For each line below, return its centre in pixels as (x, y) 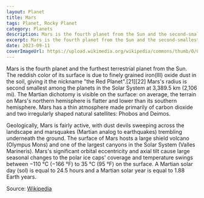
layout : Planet (25, 12)
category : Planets (29, 29)
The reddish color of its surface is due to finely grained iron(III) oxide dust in (101, 75)
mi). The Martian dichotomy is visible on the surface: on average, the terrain (101, 94)
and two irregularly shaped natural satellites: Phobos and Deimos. (89, 113)
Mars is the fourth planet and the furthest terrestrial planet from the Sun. (97, 68)
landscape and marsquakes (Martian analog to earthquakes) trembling (94, 131)
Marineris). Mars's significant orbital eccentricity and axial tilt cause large (98, 151)
